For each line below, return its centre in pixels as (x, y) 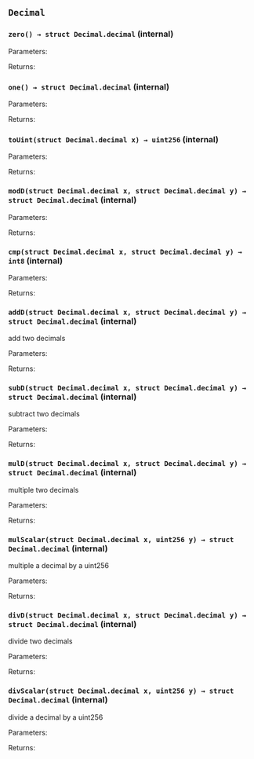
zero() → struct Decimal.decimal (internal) (91, 34)
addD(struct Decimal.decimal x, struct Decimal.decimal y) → (127, 312)
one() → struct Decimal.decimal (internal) (89, 86)
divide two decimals (40, 641)
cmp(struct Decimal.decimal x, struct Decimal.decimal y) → (125, 252)
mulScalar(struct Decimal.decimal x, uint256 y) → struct (121, 539)
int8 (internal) (36, 261)
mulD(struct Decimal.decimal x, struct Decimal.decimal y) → (127, 464)
